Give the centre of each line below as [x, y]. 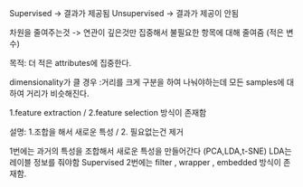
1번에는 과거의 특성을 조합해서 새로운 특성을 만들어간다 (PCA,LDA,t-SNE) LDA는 [151, 151]
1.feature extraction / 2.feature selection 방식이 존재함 [108, 112]
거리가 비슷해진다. [57, 93]
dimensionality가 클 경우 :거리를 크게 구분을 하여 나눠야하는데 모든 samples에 [147, 82]
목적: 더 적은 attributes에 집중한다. [71, 63]
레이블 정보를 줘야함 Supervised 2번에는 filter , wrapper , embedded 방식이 [146, 162]
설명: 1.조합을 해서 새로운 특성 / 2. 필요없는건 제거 [96, 132]
